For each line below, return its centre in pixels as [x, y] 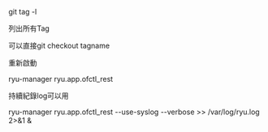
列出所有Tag [29, 28]
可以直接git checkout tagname [59, 45]
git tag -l [23, 12]
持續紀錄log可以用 [39, 96]
